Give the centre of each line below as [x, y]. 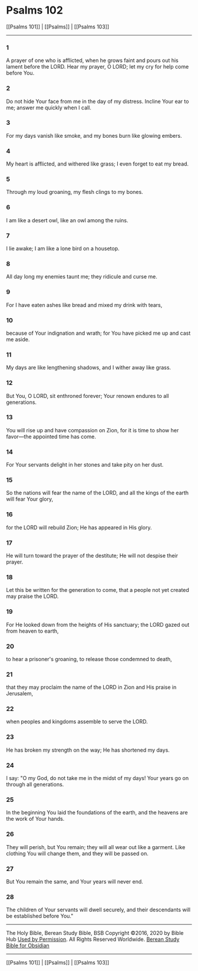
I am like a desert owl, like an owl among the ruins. [67, 220]
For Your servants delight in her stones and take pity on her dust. [85, 465]
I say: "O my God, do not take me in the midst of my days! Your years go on [98, 778]
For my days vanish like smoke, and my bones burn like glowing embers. [94, 135]
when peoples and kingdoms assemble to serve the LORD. [77, 721]
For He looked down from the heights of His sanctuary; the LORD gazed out [98, 624]
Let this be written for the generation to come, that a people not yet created [98, 590]
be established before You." [40, 916]
